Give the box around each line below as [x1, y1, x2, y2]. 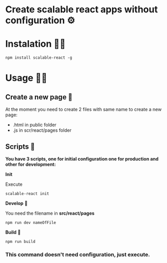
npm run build [5, 239, 36, 244]
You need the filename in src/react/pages [5, 210, 95, 216]
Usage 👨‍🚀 [5, 72, 48, 84]
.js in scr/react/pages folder [12, 127, 72, 133]
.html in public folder [12, 122, 57, 128]
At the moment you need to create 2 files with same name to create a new [5, 107, 162, 113]
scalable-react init [5, 191, 50, 196]
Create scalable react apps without [5, 4, 158, 15]
